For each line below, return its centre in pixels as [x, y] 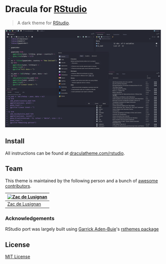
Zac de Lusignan [24, 204]
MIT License [18, 257]
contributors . [18, 186]
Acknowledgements [30, 218]
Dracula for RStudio [46, 9]
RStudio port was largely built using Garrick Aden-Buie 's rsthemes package [82, 229]
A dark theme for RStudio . [43, 23]
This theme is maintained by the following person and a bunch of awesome [82, 181]
